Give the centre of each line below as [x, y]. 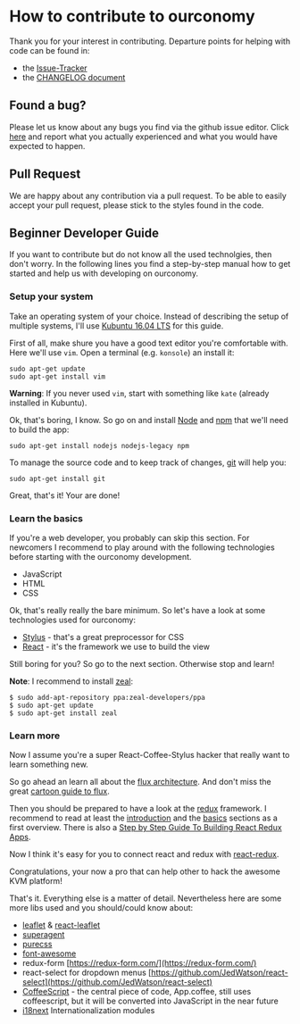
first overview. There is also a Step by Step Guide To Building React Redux [146, 828]
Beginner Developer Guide [84, 233]
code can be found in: [50, 50]
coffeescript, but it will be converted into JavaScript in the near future [150, 1001]
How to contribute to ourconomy [133, 17]
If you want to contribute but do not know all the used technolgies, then [141, 254]
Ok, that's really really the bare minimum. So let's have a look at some [137, 610]
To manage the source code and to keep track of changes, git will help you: [148, 462]
